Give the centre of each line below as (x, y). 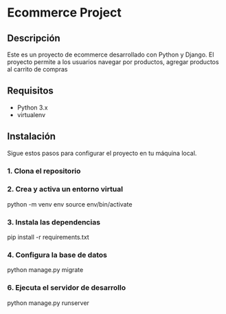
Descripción (34, 38)
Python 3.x (32, 107)
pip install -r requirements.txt (48, 237)
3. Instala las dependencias (54, 222)
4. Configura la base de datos (57, 255)
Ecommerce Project (64, 13)
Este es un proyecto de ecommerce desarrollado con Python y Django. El (111, 54)
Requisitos (30, 91)
